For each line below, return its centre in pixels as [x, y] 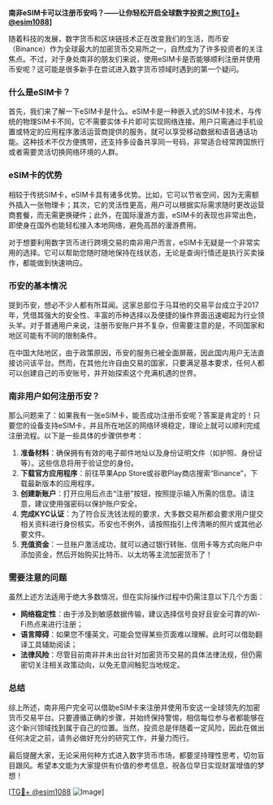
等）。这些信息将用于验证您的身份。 [79, 463]
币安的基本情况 [38, 285]
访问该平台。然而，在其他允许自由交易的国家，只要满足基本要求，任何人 [136, 363]
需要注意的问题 [38, 578]
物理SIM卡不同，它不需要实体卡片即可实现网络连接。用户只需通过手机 [139, 122]
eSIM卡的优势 [35, 176]
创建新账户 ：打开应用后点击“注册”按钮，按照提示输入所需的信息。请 [134, 494]
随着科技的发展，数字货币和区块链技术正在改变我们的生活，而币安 [119, 39]
